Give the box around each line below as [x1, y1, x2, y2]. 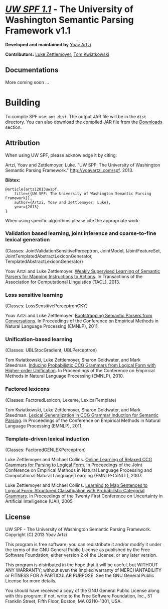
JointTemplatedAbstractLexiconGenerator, [5, 253, 93, 259]
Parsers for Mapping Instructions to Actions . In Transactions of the [5, 273, 143, 280]
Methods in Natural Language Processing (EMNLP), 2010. [5, 373, 124, 379]
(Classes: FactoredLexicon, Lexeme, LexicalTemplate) [5, 397, 117, 403]
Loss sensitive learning [5, 291, 63, 298]
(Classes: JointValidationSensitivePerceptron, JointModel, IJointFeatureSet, [5, 247, 161, 253]
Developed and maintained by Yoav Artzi [5, 41, 91, 47]
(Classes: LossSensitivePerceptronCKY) [5, 303, 88, 309]
